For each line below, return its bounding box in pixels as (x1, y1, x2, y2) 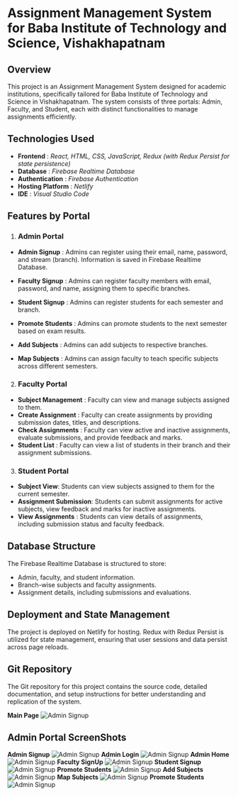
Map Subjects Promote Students (57, 773, 205, 782)
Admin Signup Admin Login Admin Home (7, 751, 229, 759)
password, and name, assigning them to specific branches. (17, 284, 191, 293)
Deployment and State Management (7, 609, 170, 621)
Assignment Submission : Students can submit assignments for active (17, 497, 223, 506)
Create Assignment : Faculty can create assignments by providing (17, 410, 212, 419)
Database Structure (7, 540, 96, 552)
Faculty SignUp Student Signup (57, 758, 202, 766)
